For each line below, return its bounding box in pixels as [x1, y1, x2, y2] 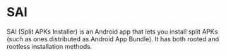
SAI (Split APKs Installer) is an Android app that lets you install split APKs [6, 27, 218, 36]
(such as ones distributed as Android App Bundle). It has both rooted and [6, 34, 220, 43]
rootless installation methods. [6, 42, 93, 50]
